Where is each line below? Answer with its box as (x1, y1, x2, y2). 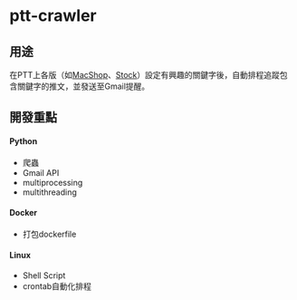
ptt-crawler (9, 5, 97, 26)
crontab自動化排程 (22, 281, 92, 291)
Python (9, 135, 38, 146)
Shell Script (22, 270, 66, 281)
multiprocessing (22, 177, 83, 188)
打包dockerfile (22, 228, 77, 239)
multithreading (22, 187, 77, 198)
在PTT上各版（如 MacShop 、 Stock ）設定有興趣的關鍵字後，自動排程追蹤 (9, 70, 281, 80)
